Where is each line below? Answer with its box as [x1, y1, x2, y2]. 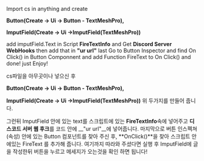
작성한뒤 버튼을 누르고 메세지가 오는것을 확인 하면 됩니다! [12, 148, 148, 155]
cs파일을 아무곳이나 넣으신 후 [6, 72, 76, 80]
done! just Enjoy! [6, 60, 49, 67]
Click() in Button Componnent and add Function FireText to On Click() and [6, 53, 191, 60]
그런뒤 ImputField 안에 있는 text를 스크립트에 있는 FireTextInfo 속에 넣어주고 [6, 118, 188, 125]
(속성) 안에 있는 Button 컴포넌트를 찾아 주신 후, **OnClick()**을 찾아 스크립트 [6, 133, 191, 140]
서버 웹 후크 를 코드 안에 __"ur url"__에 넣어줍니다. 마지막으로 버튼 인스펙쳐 [22, 125, 198, 132]
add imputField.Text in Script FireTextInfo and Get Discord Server [6, 41, 172, 47]
